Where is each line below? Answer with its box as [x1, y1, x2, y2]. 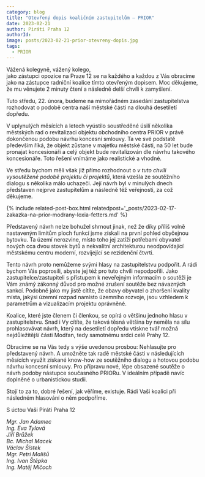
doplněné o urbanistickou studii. [6, 375, 88, 383]
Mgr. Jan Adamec [6, 418, 52, 425]
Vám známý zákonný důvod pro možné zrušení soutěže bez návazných [6, 280, 186, 288]
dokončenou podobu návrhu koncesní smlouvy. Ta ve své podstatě [6, 135, 176, 142]
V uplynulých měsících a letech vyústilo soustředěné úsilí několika [6, 122, 173, 129]
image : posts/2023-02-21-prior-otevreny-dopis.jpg [6, 37, 138, 44]
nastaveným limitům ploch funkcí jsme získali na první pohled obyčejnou [6, 229, 188, 237]
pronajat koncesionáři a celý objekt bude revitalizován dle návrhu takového [6, 148, 195, 155]
